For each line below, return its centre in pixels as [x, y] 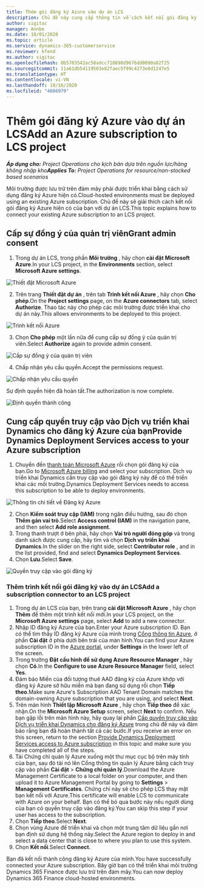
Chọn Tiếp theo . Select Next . [51, 821]
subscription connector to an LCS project [68, 595]
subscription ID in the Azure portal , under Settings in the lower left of [102, 647]
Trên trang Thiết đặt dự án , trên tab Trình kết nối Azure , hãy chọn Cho [105, 294]
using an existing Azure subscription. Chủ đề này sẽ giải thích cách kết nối [99, 201]
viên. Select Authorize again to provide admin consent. [83, 344]
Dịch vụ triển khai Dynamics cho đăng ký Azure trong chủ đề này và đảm [106, 724]
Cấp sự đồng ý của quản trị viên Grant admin [91, 234]
